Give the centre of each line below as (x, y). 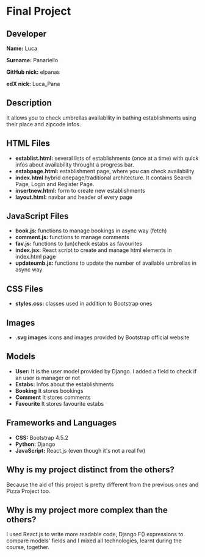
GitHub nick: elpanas (33, 72)
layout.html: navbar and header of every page (74, 197)
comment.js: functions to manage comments (72, 237)
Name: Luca (22, 48)
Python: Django (35, 444)
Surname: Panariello (32, 60)
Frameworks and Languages (62, 423)
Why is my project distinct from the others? (91, 470)
